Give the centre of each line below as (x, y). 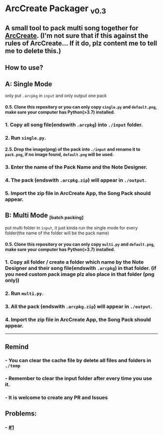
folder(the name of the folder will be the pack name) (57, 233)
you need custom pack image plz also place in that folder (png (80, 274)
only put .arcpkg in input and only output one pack (56, 96)
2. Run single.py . (25, 138)
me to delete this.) (33, 51)
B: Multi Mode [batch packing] (44, 216)
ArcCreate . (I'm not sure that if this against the (77, 36)
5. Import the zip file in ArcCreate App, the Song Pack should (78, 193)
